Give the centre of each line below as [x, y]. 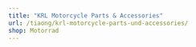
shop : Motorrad [34, 30]
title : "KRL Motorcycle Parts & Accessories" [86, 16]
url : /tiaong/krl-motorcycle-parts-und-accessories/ [98, 23]
